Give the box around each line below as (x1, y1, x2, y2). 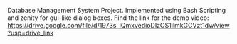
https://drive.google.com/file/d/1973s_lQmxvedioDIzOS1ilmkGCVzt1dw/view (7, 21, 230, 29)
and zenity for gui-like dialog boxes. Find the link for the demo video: (7, 13, 209, 22)
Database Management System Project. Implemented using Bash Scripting (7, 6, 226, 14)
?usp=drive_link (7, 28, 54, 37)
